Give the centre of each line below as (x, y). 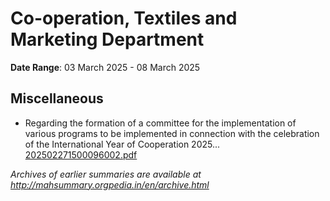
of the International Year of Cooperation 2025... (122, 144)
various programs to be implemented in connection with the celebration (172, 133)
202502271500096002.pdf (81, 154)
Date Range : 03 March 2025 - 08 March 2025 (105, 67)
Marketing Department (107, 39)
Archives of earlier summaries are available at (106, 174)
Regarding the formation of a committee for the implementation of (160, 123)
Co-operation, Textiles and (124, 18)
